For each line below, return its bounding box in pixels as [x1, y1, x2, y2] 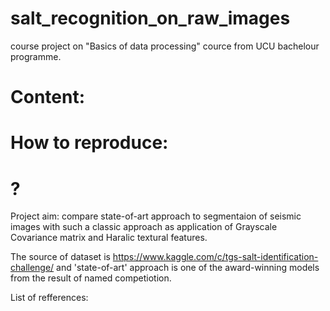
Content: [10, 86, 86, 109]
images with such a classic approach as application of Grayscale [10, 221, 278, 233]
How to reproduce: [10, 132, 169, 154]
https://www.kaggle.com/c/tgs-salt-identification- [112, 251, 319, 263]
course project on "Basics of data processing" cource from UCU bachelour [10, 40, 320, 52]
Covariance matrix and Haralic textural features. [10, 232, 208, 244]
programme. [10, 50, 62, 62]
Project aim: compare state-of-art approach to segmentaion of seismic [10, 210, 302, 222]
